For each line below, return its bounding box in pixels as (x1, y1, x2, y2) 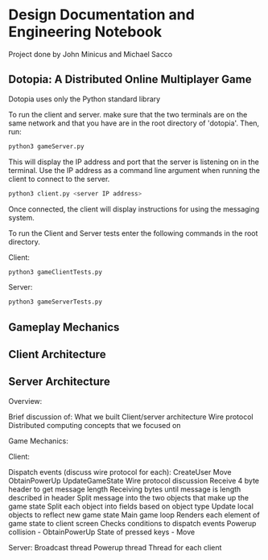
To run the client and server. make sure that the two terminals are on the (8, 109, 248, 119)
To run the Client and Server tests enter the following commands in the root (8, 228, 258, 238)
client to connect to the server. (8, 174, 110, 183)
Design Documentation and (8, 6, 195, 24)
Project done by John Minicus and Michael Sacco (8, 49, 173, 59)
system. (8, 212, 35, 222)
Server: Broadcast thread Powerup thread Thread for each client (8, 542, 222, 552)
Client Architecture (8, 348, 106, 361)
